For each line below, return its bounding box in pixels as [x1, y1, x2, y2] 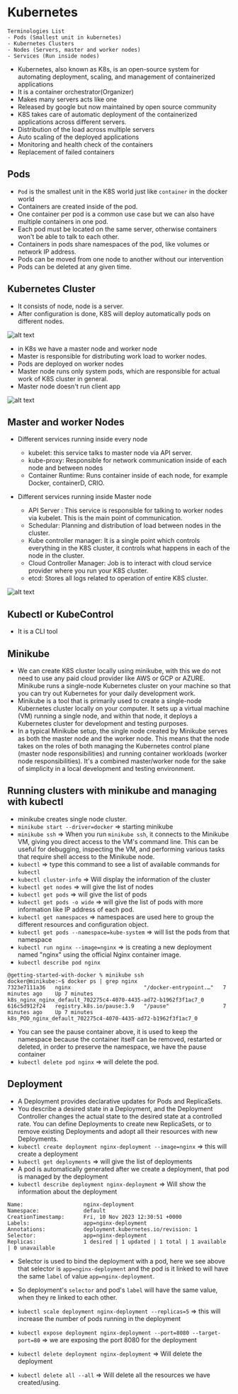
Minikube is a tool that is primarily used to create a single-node [17, 697, 202, 705]
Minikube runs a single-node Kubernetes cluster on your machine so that [17, 682, 231, 690]
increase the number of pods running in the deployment [17, 1314, 181, 1322]
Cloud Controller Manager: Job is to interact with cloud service [28, 559, 212, 568]
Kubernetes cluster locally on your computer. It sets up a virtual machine [17, 704, 229, 712]
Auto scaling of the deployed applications [17, 133, 140, 141]
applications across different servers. [17, 118, 127, 126]
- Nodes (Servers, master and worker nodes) [7, 46, 141, 53]
